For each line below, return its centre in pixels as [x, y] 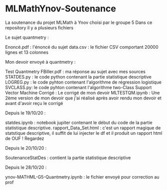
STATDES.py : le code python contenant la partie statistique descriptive [79, 77]
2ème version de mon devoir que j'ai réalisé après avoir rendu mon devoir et [83, 98]
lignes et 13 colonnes [27, 52]
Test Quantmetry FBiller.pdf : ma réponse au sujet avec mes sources [75, 71]
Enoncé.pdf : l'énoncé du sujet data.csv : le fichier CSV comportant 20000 [82, 47]
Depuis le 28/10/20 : [26, 167]
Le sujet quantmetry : [27, 37]
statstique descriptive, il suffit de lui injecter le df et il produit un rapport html [84, 133]
